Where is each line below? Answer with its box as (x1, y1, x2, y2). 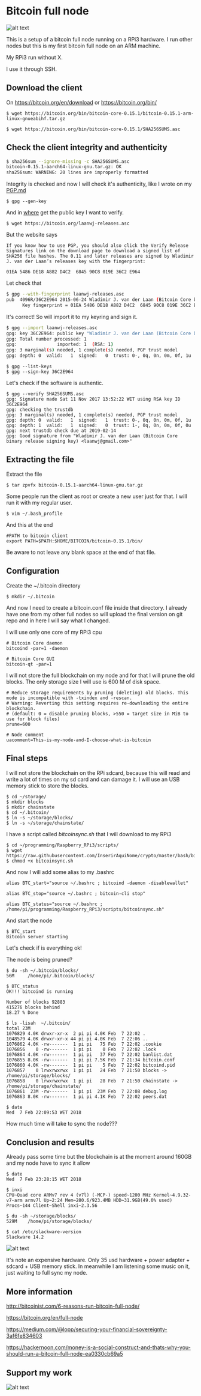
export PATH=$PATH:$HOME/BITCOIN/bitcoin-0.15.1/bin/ (6, 538, 144, 544)
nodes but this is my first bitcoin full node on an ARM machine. (6, 42, 161, 49)
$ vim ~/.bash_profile (6, 511, 63, 517)
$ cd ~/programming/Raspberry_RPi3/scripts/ (6, 842, 119, 848)
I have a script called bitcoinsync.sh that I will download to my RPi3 (6, 830, 172, 837)
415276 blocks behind (6, 1004, 60, 1010)
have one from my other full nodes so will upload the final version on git (6, 610, 183, 618)
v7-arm (6, 1197, 23, 1204)
